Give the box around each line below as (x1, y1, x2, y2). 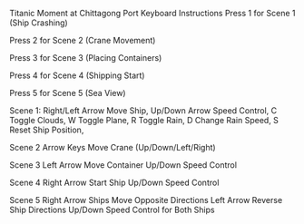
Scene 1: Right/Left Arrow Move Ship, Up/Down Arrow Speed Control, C (9, 105, 278, 116)
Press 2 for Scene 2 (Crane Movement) (9, 35, 156, 45)
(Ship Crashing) (9, 17, 68, 28)
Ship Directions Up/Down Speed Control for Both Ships (9, 204, 215, 215)
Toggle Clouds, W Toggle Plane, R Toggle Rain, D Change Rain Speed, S (9, 115, 279, 125)
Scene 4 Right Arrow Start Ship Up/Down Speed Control (9, 177, 220, 188)
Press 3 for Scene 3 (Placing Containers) (9, 53, 162, 63)
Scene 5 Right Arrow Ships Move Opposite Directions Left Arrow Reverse (9, 195, 283, 205)
